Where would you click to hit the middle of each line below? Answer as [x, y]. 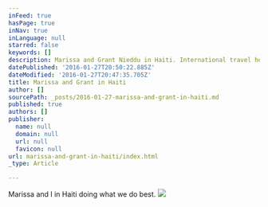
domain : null [37, 134]
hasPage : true [32, 23]
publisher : [26, 119]
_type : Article [33, 164]
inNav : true [28, 30]
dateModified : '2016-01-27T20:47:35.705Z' [80, 75]
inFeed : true [30, 16]
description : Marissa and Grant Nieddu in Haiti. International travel [130, 61]
